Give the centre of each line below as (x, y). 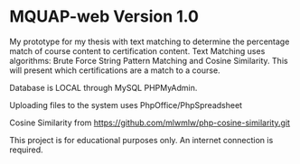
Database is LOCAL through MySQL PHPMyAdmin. (103, 87)
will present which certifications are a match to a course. (115, 70)
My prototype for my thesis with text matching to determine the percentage (150, 41)
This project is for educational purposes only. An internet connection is (141, 140)
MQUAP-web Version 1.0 (104, 17)
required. (26, 150)
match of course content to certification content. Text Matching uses (137, 50)
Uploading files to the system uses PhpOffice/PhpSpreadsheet (126, 105)
